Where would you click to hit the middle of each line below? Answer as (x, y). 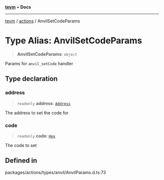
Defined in (21, 161)
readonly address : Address (44, 103)
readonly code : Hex (36, 136)
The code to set (21, 145)
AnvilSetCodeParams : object (47, 54)
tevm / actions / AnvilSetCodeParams (43, 21)
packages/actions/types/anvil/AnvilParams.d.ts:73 (56, 172)
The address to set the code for (37, 113)
